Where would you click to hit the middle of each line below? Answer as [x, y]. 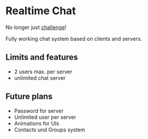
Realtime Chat [41, 11]
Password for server [39, 111]
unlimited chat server [40, 77]
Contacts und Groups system [50, 130]
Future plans [29, 97]
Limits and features [42, 57]
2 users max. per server [43, 72]
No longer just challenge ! [36, 27]
